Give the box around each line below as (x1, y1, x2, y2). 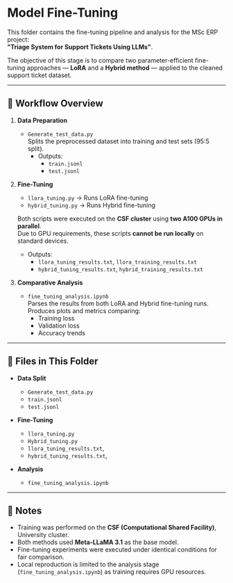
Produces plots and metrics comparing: (27, 306, 141, 314)
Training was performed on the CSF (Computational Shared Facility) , (17, 523, 217, 532)
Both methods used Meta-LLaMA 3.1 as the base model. (17, 538, 179, 547)
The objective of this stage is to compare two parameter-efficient (7, 56, 194, 64)
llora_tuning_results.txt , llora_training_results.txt (37, 257, 198, 266)
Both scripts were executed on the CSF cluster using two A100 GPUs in (17, 214, 223, 223)
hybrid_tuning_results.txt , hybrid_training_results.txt (37, 264, 203, 273)
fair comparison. (17, 553, 64, 561)
